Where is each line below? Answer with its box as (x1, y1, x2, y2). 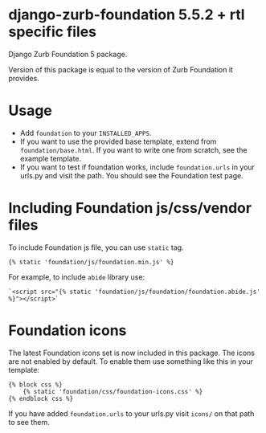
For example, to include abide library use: (8, 272, 145, 282)
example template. (19, 153, 82, 163)
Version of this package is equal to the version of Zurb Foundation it (8, 64, 233, 74)
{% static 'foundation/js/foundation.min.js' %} (8, 258, 174, 266)
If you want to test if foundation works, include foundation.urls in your (19, 162, 256, 172)
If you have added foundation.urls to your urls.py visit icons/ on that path (8, 408, 255, 419)
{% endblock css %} (8, 394, 74, 402)
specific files (8, 22, 97, 41)
